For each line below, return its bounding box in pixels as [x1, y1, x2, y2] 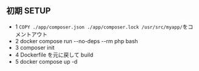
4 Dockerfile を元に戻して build [15, 51, 94, 58]
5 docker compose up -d [15, 58, 78, 65]
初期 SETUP [6, 5, 51, 16]
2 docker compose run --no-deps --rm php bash [15, 37, 138, 44]
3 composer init [15, 44, 55, 51]
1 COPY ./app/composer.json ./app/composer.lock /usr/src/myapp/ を [15, 23, 188, 30]
